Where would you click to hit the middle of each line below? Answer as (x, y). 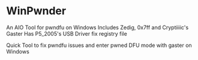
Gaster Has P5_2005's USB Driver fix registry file (67, 33)
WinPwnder (36, 11)
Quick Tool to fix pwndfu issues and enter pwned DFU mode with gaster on (99, 45)
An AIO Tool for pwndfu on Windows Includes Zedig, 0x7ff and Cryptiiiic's (97, 27)
